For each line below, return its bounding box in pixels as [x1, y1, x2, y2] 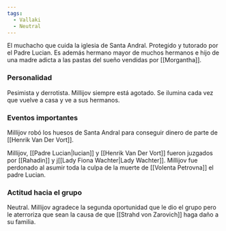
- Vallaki [13, 16, 41, 23]
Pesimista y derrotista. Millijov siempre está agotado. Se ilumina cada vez [7, 88, 214, 96]
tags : [7, 10, 23, 17]
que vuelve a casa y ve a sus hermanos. [7, 96, 120, 104]
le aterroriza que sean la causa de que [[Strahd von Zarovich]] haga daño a [7, 210, 219, 219]
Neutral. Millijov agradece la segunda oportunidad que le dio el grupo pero [7, 203, 216, 212]
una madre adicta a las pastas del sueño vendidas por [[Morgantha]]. [7, 56, 202, 64]
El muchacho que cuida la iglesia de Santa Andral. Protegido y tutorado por [7, 42, 218, 50]
